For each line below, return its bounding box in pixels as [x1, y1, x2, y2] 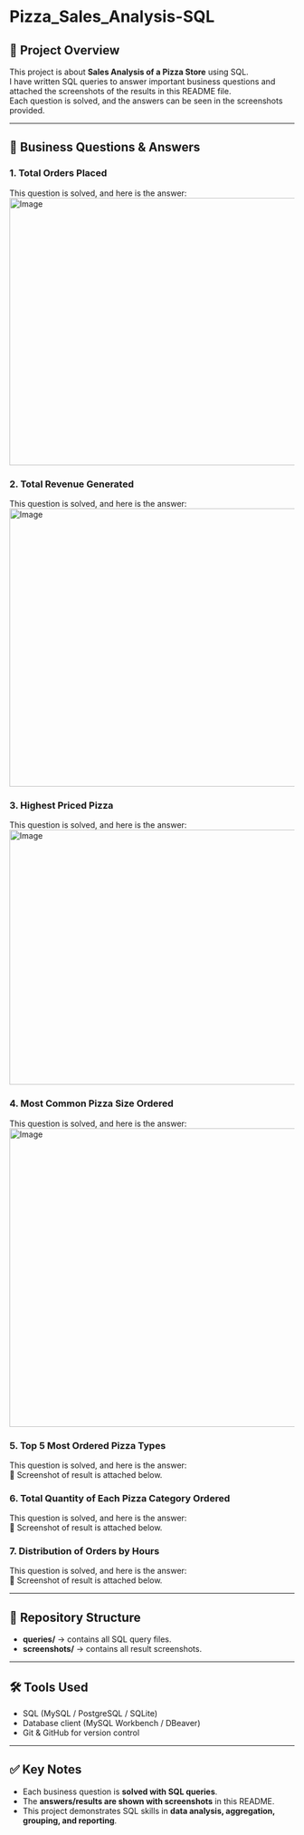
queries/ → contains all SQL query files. [22, 1634, 172, 1645]
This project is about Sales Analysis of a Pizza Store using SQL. [9, 66, 249, 77]
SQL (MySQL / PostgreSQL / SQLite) [22, 1708, 158, 1719]
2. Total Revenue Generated [9, 478, 134, 490]
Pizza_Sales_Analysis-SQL [9, 6, 215, 27]
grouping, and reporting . [22, 1815, 118, 1826]
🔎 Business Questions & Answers [9, 140, 201, 155]
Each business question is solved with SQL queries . [22, 1786, 218, 1797]
